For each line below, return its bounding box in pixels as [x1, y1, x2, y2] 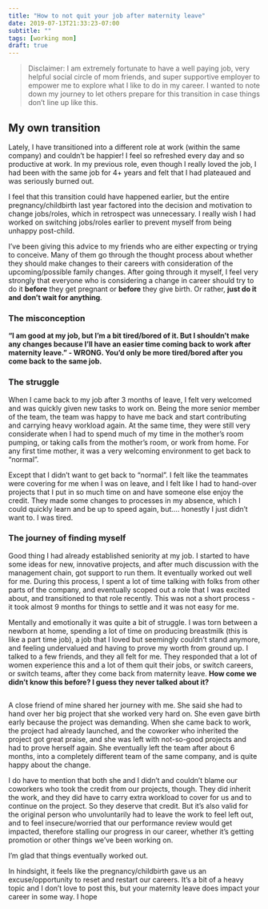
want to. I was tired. [8, 513, 74, 522]
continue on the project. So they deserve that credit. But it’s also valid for [8, 801, 249, 811]
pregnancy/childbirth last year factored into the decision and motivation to [8, 200, 253, 209]
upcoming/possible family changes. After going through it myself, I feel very [8, 266, 258, 277]
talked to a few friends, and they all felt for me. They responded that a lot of [8, 651, 258, 661]
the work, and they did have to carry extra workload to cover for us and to [8, 793, 252, 802]
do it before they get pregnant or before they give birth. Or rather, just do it [8, 284, 258, 294]
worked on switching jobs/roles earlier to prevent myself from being [8, 217, 232, 227]
